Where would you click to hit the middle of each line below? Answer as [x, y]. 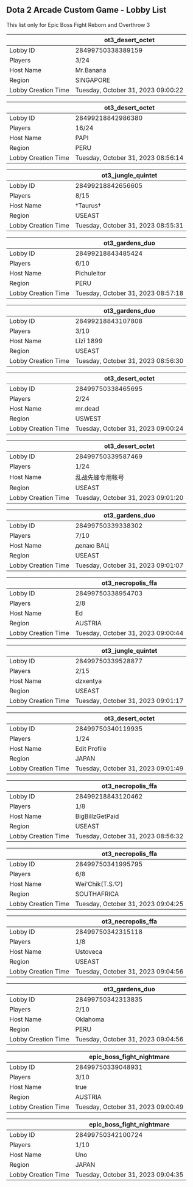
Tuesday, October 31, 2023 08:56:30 [129, 360]
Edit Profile [91, 748]
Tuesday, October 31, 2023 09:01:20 [129, 497]
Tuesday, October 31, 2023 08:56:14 [129, 157]
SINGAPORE [93, 80]
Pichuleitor [91, 273]
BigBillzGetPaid [97, 816]
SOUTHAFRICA [97, 894]
